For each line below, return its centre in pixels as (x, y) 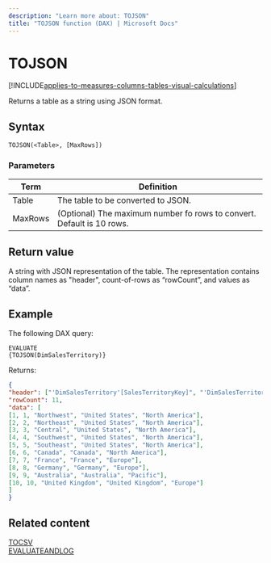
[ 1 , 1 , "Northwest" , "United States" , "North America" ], (106, 415)
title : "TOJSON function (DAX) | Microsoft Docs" (94, 23)
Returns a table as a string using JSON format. (85, 101)
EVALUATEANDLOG (41, 551)
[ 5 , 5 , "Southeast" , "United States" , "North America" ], (106, 445)
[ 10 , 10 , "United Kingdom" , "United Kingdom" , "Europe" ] (106, 483)
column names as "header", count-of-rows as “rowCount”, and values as (129, 280)
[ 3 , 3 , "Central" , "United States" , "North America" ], (102, 430)
